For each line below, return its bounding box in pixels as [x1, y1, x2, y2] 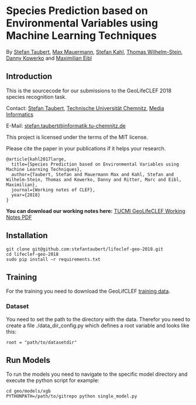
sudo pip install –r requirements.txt [6, 256, 101, 262]
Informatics [6, 111, 34, 118]
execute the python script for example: [6, 377, 99, 384]
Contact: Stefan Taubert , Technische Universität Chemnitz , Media [6, 104, 164, 112]
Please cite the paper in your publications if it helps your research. [6, 145, 166, 152]
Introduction [6, 71, 53, 81]
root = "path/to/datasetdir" [6, 339, 77, 345]
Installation [6, 231, 48, 241]
